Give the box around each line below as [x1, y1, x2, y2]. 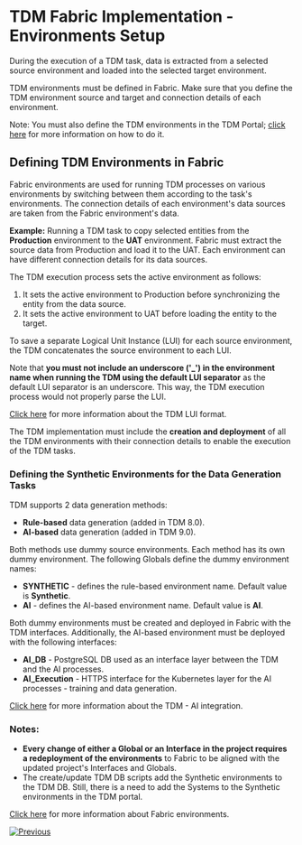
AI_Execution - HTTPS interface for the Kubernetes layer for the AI [22, 673, 272, 684]
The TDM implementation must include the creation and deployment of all [9, 426, 287, 437]
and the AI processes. [22, 664, 105, 674]
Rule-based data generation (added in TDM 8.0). [22, 517, 206, 528]
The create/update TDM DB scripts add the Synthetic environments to [22, 772, 282, 783]
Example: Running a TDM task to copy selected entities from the [9, 225, 250, 236]
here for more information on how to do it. [9, 128, 165, 139]
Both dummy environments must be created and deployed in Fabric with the [9, 617, 291, 628]
